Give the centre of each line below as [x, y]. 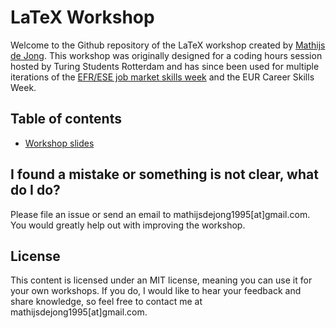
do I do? [35, 190]
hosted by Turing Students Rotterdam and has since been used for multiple [165, 66]
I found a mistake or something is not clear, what [164, 174]
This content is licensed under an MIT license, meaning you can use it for [161, 280]
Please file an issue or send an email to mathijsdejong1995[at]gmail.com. [160, 214]
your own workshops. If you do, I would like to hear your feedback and [156, 291]
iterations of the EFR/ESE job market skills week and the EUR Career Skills [162, 77]
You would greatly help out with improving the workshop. [128, 225]
